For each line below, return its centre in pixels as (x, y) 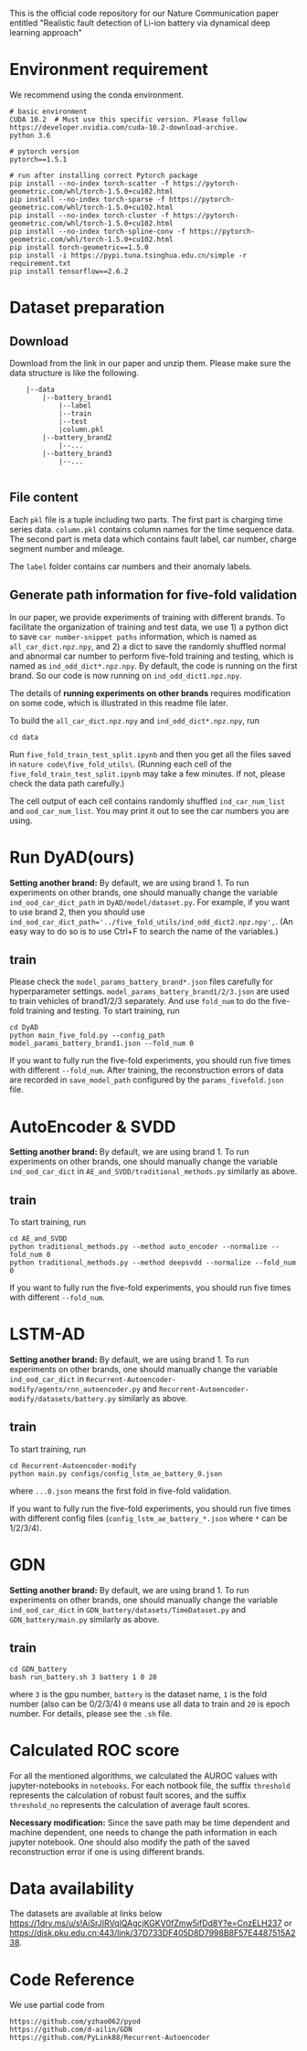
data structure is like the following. (74, 373)
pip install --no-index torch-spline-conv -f (97, 231)
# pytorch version (44, 151)
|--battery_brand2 (77, 438)
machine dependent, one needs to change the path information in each (143, 1832)
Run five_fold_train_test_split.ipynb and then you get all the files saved (150, 754)
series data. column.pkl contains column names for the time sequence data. (152, 529)
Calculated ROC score (95, 1750)
